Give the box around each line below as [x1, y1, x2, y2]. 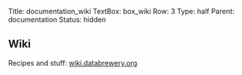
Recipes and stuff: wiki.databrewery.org [8, 58, 138, 67]
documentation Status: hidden [8, 15, 106, 24]
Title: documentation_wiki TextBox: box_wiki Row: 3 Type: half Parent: [8, 7, 235, 16]
